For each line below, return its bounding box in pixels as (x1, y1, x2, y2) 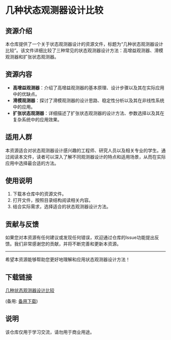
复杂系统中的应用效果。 (12, 116, 62, 122)
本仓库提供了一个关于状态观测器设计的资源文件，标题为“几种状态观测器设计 (5, 41, 164, 47)
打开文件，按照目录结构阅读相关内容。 (12, 197, 93, 203)
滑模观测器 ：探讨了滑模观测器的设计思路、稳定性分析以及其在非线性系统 (12, 97, 164, 103)
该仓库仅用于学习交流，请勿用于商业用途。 (5, 329, 95, 335)
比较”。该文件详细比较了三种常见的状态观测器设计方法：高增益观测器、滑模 (5, 47, 164, 54)
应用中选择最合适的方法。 (5, 160, 59, 166)
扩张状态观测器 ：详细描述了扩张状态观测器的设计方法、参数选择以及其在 (12, 110, 164, 116)
